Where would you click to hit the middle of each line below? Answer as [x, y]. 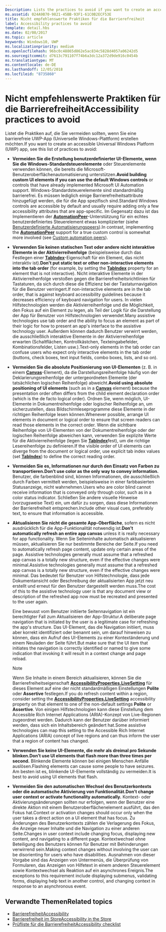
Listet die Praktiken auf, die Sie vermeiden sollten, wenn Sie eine [71, 133]
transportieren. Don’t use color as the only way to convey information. [85, 471]
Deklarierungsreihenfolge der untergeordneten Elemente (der [75, 377]
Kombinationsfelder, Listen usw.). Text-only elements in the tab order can [86, 347]
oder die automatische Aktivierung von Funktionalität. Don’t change [83, 792]
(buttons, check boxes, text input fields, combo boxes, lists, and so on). [85, 357]
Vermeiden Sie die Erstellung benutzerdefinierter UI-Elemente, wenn [84, 158]
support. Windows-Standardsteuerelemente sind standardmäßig [78, 190]
